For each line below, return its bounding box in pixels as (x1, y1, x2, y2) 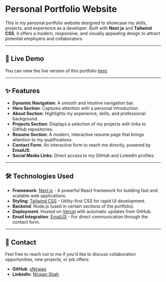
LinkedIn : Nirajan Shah (12, 271, 59, 278)
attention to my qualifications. (12, 137, 73, 142)
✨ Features (5, 87, 40, 95)
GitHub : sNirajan (12, 266, 47, 272)
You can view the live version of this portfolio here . (5, 68, 109, 74)
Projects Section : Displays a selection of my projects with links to (12, 121, 146, 127)
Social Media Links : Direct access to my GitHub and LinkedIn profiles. (12, 152, 155, 158)
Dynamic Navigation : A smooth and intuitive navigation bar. (12, 100, 134, 106)
